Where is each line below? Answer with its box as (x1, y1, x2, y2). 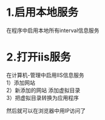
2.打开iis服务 (6, 50, 71, 64)
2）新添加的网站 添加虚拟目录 (6, 86, 81, 94)
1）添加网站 (6, 79, 35, 86)
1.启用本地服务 (6, 5, 79, 19)
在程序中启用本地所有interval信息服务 (6, 27, 100, 34)
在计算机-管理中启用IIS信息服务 (6, 71, 84, 79)
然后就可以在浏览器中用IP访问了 (6, 107, 86, 114)
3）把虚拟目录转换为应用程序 (6, 94, 79, 101)
